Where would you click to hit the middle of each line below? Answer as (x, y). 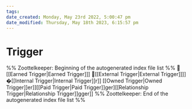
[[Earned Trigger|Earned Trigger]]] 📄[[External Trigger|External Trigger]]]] (96, 74)
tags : (13, 11)
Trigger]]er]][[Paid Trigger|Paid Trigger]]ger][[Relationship (77, 87)
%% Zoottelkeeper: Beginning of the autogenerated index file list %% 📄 (93, 68)
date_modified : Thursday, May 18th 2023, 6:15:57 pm (72, 22)
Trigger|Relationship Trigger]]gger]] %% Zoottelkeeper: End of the (87, 94)
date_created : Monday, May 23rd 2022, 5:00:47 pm (69, 17)
